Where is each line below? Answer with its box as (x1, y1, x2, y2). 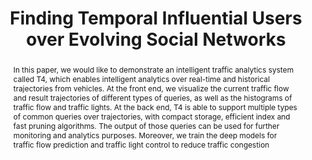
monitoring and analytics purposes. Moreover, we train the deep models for (12, 130, 278, 141)
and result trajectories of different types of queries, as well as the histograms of (12, 92, 293, 103)
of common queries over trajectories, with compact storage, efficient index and (12, 111, 291, 122)
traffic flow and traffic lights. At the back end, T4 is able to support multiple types (12, 102, 298, 112)
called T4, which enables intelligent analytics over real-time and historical (12, 73, 271, 84)
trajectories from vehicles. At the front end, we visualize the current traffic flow (12, 83, 290, 94)
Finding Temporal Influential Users (9, 7, 303, 30)
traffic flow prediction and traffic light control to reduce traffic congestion (12, 139, 270, 150)
